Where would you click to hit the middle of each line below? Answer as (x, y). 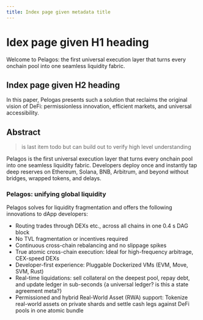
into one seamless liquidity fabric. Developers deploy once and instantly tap (102, 166)
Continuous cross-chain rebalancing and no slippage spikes (91, 245)
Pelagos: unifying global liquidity (56, 194)
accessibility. (23, 113)
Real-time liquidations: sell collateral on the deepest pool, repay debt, (102, 278)
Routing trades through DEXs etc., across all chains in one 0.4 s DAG (102, 226)
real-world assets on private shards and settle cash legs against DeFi (102, 304)
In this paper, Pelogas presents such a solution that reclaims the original (97, 100)
